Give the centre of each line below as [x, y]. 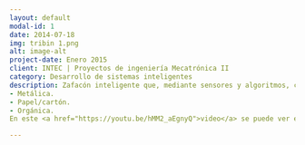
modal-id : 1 [32, 26]
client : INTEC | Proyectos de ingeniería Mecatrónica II [119, 69]
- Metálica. [32, 93]
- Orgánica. [32, 111]
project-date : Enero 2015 [58, 60]
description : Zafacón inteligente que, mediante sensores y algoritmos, [150, 85]
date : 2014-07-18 [42, 34]
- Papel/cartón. [40, 102]
